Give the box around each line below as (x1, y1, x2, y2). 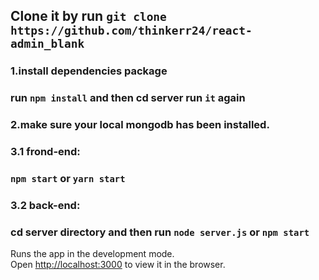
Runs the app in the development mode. (10, 248, 175, 260)
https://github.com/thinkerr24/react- (10, 24, 253, 38)
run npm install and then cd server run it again (10, 91, 246, 105)
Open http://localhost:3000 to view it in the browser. (10, 259, 226, 271)
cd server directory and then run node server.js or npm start (10, 225, 310, 239)
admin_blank (10, 37, 85, 51)
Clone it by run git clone (10, 8, 167, 25)
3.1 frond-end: (10, 145, 81, 159)
